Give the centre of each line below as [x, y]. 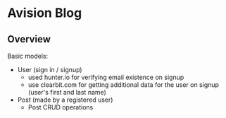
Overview [29, 39]
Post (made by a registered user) [65, 100]
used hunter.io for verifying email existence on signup [106, 77]
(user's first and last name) [67, 92]
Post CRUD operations [61, 107]
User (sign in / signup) [50, 70]
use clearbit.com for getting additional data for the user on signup [124, 85]
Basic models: [27, 56]
